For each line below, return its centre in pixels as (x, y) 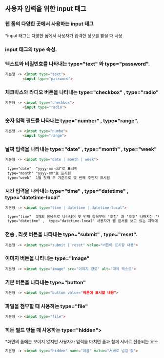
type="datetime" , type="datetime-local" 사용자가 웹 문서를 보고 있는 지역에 (82, 221)
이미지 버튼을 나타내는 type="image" (47, 258)
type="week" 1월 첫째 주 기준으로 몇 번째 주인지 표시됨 (59, 178)
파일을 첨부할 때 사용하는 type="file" (47, 306)
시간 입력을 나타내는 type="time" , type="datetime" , (67, 191)
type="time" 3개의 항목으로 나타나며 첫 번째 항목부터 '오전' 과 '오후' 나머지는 (80, 217)
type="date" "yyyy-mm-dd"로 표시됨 (42, 168)
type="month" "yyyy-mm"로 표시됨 (39, 173)
